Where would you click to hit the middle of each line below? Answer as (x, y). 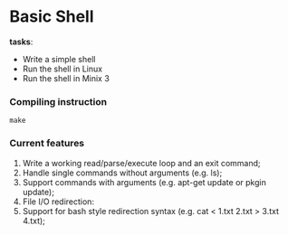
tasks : (21, 42)
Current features (47, 144)
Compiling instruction (58, 101)
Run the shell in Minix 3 (66, 78)
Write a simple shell (59, 59)
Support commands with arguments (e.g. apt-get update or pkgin (144, 182)
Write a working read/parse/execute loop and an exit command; (141, 163)
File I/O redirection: (58, 202)
